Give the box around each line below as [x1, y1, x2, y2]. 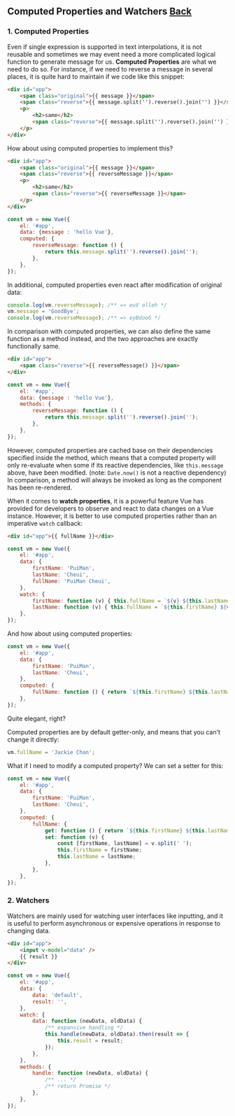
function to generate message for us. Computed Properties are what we [7, 57, 217, 66]
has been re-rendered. [7, 483, 73, 491]
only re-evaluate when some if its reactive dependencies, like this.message [7, 461, 224, 469]
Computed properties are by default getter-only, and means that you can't [7, 727, 221, 736]
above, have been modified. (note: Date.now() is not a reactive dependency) [7, 468, 227, 477]
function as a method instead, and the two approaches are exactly [7, 335, 199, 343]
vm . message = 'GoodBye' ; [7, 308, 80, 315]
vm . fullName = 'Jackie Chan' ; [7, 748, 96, 755]
